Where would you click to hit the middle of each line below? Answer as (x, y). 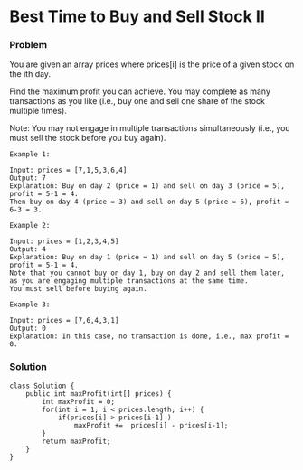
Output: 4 (28, 249)
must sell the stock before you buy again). (88, 138)
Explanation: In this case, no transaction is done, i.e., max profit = (149, 336)
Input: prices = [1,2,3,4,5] (64, 241)
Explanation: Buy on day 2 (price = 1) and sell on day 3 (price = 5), (147, 186)
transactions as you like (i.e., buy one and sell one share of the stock (137, 101)
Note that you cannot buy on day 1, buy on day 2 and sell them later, (147, 273)
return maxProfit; (76, 441)
